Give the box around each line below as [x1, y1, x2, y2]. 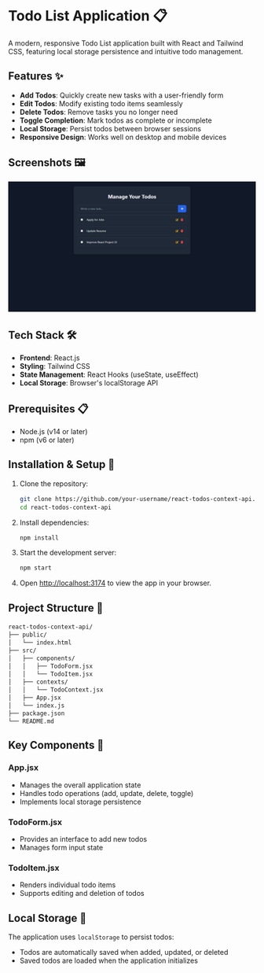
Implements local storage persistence [19, 797, 141, 806]
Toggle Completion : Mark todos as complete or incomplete [19, 116, 212, 125]
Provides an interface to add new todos [19, 835, 148, 844]
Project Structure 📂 [8, 601, 104, 614]
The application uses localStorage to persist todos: [8, 932, 174, 942]
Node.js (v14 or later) [19, 426, 88, 436]
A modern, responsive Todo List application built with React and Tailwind [8, 38, 244, 48]
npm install [19, 533, 59, 542]
